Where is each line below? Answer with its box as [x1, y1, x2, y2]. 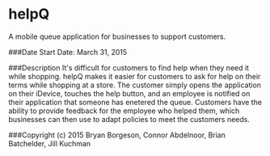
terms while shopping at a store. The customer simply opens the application [8, 80, 261, 90]
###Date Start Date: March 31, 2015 [8, 47, 128, 57]
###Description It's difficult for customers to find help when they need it [8, 62, 249, 73]
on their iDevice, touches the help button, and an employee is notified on [8, 88, 251, 98]
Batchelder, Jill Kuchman [8, 138, 91, 148]
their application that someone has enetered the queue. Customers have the [8, 97, 263, 107]
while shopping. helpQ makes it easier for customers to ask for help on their [8, 71, 261, 81]
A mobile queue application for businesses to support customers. [8, 32, 226, 41]
